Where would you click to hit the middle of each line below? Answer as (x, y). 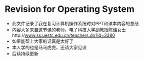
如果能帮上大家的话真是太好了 (42, 41)
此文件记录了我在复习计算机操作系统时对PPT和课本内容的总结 (75, 23)
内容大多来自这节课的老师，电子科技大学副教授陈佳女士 (69, 30)
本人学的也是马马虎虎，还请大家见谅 (49, 47)
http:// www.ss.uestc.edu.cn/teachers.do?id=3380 (63, 35)
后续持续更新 (25, 54)
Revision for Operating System (69, 9)
